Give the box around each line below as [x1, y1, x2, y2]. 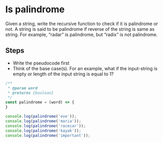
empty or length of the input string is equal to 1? [12, 71, 114, 77]
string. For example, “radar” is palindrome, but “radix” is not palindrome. [5, 31, 158, 37]
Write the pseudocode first [12, 60, 70, 66]
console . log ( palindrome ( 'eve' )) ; [5, 114, 77, 119]
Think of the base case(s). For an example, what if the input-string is [12, 65, 158, 71]
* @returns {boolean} [7, 90, 54, 95]
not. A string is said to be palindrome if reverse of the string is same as [5, 26, 155, 32]
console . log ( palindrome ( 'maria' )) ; [5, 118, 81, 124]
